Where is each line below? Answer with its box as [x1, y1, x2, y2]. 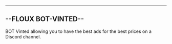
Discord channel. [5, 33, 41, 39]
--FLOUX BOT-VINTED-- [5, 15, 84, 23]
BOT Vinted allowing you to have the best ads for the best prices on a [5, 28, 152, 34]
